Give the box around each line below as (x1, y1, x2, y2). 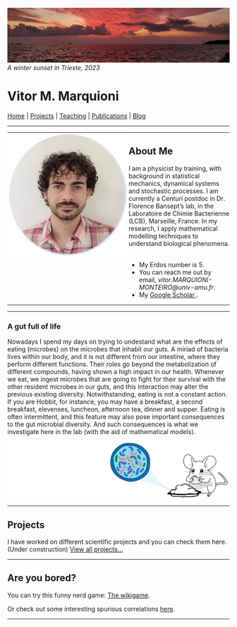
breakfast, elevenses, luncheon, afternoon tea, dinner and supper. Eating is (7, 405, 226, 414)
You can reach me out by (138, 268, 212, 276)
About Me (128, 146, 174, 158)
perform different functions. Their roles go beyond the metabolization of (7, 360, 217, 368)
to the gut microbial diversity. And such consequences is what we (7, 420, 199, 428)
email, (138, 275, 157, 283)
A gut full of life (7, 321, 61, 331)
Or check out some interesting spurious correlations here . (7, 604, 175, 613)
